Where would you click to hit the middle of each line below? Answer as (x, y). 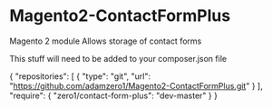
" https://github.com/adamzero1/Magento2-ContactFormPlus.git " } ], (136, 85)
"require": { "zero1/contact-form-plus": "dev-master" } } (113, 95)
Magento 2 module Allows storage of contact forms (106, 41)
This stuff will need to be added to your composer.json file (118, 58)
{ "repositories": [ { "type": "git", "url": (80, 76)
